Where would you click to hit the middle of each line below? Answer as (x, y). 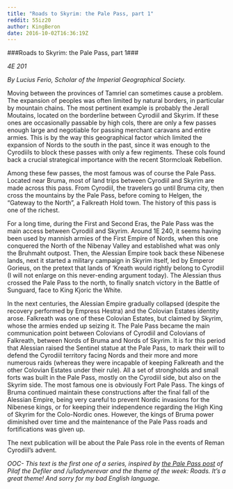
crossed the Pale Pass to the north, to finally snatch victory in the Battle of (113, 283)
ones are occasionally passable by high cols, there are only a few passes (112, 123)
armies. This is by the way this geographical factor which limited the (105, 138)
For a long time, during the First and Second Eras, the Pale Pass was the (111, 224)
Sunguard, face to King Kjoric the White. (65, 290)
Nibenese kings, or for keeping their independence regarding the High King (115, 407)
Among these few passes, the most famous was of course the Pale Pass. (112, 173)
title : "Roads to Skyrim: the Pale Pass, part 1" (81, 14)
